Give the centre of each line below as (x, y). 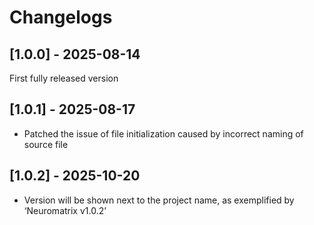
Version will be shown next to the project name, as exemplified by (159, 200)
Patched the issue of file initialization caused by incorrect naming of (163, 133)
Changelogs (61, 17)
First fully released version (64, 78)
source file (46, 144)
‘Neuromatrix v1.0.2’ (65, 210)
